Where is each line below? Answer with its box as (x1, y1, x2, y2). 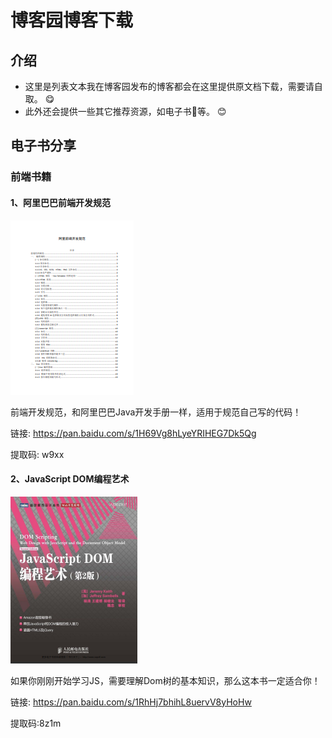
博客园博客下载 (10, 9, 134, 32)
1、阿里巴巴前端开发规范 (10, 196, 112, 208)
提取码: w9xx (10, 448, 65, 460)
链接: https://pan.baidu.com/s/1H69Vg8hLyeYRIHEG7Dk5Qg (10, 427, 257, 439)
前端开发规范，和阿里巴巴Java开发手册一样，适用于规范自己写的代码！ (10, 406, 302, 418)
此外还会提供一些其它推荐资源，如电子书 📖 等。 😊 (24, 106, 227, 117)
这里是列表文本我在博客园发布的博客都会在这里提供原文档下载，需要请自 (24, 81, 323, 92)
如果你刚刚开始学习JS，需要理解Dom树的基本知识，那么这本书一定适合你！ (10, 674, 321, 686)
